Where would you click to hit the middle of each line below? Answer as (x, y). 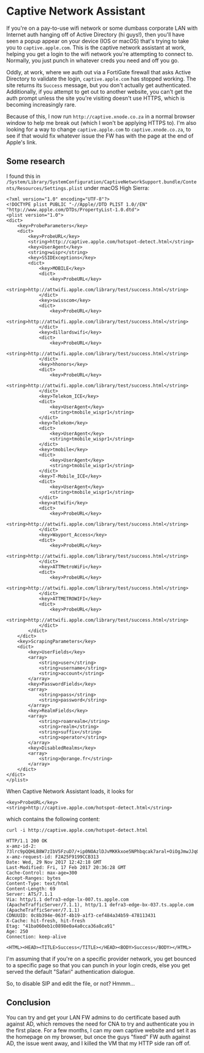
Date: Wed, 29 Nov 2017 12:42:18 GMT (54, 862)
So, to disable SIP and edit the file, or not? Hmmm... (71, 983)
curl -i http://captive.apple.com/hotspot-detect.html (77, 830)
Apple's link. (22, 142)
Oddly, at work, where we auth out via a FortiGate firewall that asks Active (99, 72)
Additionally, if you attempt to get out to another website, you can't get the (99, 91)
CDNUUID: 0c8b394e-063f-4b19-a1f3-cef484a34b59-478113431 (81, 915)
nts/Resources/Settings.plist (45, 188)
